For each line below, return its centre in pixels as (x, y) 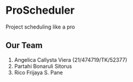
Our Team (24, 45)
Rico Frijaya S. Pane (39, 72)
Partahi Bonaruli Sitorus (43, 66)
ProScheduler (40, 10)
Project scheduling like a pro (40, 27)
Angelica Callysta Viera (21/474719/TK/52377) (71, 59)
